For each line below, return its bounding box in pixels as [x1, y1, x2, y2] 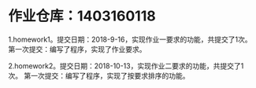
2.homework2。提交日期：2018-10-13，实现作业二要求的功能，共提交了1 [8, 60, 244, 71]
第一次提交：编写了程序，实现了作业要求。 [8, 44, 147, 53]
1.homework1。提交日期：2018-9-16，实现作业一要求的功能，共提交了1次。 [8, 35, 252, 44]
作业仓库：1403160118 [8, 7, 156, 25]
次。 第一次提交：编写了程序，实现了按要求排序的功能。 [8, 71, 190, 80]
